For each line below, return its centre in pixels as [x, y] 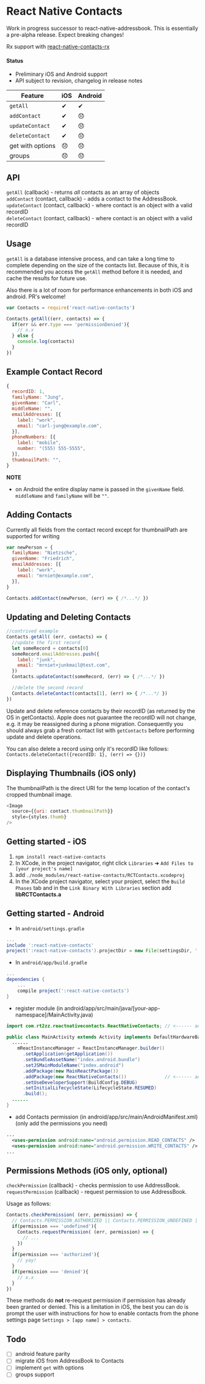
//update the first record [46, 642]
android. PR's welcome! [36, 296]
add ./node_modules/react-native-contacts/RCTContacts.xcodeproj [100, 875]
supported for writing [33, 536]
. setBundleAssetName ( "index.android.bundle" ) [81, 1060]
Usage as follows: [29, 1204]
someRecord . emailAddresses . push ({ [56, 654]
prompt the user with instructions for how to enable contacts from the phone [103, 1314]
